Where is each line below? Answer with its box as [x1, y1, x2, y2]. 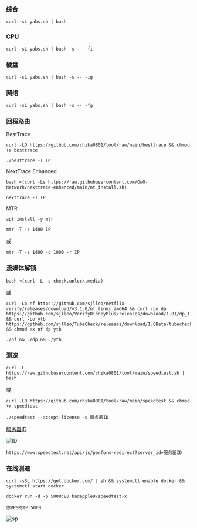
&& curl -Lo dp [129, 305, 167, 312]
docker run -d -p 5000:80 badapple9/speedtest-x [6, 493, 127, 500]
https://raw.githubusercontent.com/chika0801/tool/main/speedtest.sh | [6, 370, 185, 376]
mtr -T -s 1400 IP [6, 227, 51, 233]
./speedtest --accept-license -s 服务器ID [6, 415, 109, 421]
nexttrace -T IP [6, 195, 46, 201]
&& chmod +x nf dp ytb [6, 326, 62, 332]
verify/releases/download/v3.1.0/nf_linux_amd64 [6, 305, 127, 312]
